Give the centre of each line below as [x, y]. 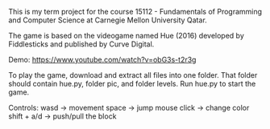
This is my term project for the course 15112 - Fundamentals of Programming [135, 12]
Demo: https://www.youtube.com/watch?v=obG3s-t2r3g [102, 60]
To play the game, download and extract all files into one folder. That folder [133, 75]
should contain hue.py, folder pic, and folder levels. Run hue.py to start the [132, 84]
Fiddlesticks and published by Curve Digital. [81, 44]
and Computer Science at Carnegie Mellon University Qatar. [108, 20]
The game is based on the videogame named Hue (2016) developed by [126, 36]
